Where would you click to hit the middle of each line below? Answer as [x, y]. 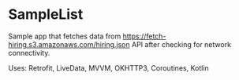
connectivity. [29, 53]
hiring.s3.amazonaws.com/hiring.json [69, 44]
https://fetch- [144, 36]
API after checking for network [181, 44]
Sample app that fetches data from [65, 36]
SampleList [46, 15]
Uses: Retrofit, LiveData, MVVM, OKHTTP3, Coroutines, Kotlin [108, 67]
